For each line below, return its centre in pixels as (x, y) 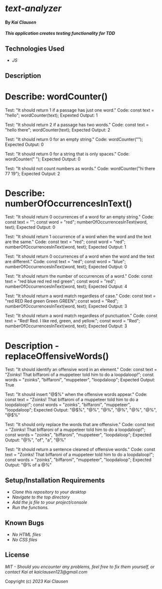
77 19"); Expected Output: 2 (33, 174)
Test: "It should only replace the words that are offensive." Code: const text (80, 425)
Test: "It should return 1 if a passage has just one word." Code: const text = (80, 110)
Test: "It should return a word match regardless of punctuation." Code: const (81, 316)
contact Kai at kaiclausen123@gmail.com (46, 571)
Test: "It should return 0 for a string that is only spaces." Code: (67, 154)
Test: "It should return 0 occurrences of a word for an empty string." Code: (79, 217)
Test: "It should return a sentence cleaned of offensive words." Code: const (80, 449)
